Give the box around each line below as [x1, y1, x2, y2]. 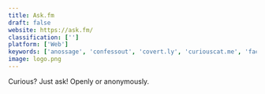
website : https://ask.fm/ [8, 26, 93, 34]
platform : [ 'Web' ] [8, 41, 69, 49]
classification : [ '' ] [8, 33, 80, 42]
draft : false [8, 19, 51, 27]
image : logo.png [8, 56, 62, 63]
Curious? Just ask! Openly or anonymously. [8, 76, 150, 86]
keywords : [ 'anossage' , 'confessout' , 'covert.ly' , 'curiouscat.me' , [8, 48, 242, 56]
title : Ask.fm [8, 11, 55, 20]
